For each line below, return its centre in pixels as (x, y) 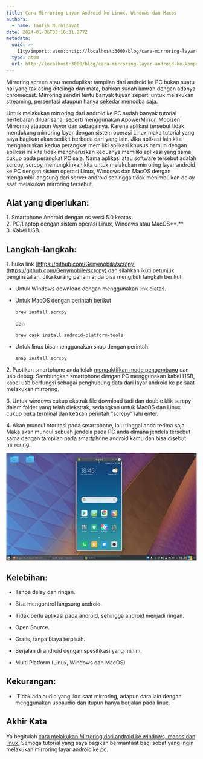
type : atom (25, 58)
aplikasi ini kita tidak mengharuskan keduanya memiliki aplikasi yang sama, (100, 152)
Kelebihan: (27, 577)
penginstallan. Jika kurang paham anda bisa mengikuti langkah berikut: (95, 277)
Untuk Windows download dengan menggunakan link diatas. (90, 289)
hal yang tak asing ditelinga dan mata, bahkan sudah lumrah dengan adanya (101, 89)
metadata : (19, 38)
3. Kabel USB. (24, 230)
